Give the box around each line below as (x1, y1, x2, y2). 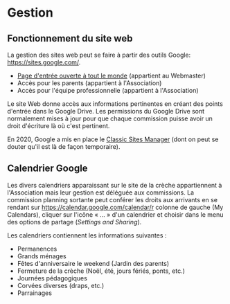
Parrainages (17, 289, 52, 297)
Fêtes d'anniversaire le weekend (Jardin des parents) (17, 259, 170, 267)
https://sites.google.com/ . (7, 58, 81, 66)
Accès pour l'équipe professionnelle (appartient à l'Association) (17, 87, 199, 94)
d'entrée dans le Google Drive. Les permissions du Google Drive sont (7, 107, 205, 115)
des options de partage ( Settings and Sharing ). (7, 217, 142, 226)
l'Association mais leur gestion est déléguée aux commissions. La (7, 188, 195, 197)
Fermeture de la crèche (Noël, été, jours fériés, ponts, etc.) (17, 267, 186, 275)
